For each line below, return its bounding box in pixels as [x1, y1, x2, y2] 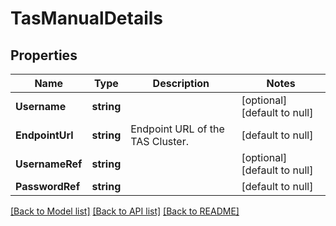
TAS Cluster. [130, 135, 190, 148]
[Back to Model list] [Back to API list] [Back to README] [10, 205, 240, 217]
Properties [10, 47, 78, 64]
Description [152, 77, 210, 90]
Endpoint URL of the [130, 122, 225, 136]
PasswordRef [15, 180, 80, 193]
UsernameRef [15, 157, 83, 171]
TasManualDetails [10, 7, 164, 30]
